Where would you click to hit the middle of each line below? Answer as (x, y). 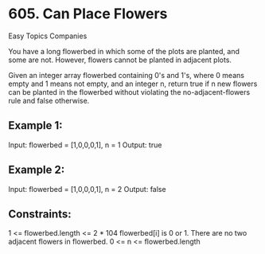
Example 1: (35, 125)
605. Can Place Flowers (88, 14)
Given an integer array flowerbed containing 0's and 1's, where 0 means (127, 75)
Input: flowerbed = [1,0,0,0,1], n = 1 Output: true (85, 145)
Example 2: (37, 170)
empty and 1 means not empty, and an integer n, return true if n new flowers (133, 84)
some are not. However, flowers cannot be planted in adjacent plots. (120, 60)
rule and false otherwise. (49, 100)
